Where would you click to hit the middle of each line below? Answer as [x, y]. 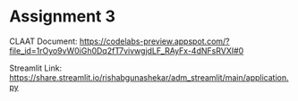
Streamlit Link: [36, 68]
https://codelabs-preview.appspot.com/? [154, 41]
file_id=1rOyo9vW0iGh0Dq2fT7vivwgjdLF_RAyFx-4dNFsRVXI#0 [127, 50]
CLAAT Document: [43, 41]
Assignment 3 [63, 17]
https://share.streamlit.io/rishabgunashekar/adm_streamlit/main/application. [149, 77]
